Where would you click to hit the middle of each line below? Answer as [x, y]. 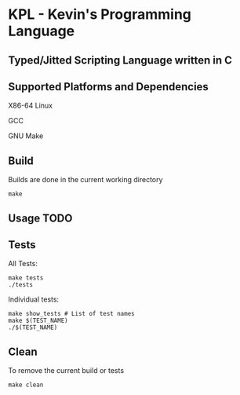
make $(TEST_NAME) [38, 321]
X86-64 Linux [31, 106]
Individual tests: [34, 299]
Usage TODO [40, 218]
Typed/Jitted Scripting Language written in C [120, 60]
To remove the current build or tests [66, 371]
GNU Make [26, 136]
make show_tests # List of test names [71, 314]
